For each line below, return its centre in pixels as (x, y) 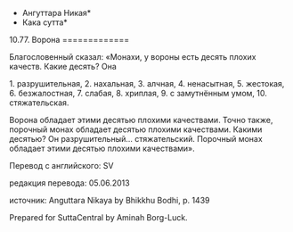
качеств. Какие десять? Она (63, 66)
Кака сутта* (45, 22)
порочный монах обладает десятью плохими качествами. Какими (136, 129)
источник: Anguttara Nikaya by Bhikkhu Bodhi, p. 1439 (110, 200)
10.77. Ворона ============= (69, 40)
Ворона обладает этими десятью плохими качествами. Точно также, (141, 120)
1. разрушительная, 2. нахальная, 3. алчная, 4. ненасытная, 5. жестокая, (147, 83)
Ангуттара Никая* (57, 13)
